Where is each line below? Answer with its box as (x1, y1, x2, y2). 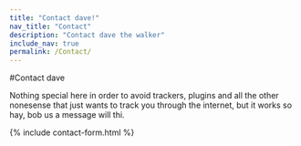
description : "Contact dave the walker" (9, 30, 166, 39)
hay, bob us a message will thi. (9, 109, 125, 120)
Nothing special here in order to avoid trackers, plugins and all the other (9, 90, 280, 101)
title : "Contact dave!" (9, 13, 100, 23)
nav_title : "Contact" (9, 22, 92, 31)
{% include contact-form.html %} (9, 127, 135, 138)
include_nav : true (9, 38, 79, 48)
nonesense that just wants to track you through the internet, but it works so (9, 99, 293, 110)
